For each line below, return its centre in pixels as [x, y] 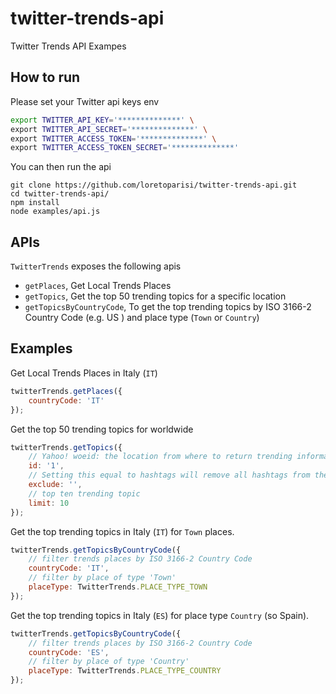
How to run [45, 77]
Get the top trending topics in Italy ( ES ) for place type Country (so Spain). [160, 615]
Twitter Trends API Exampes [68, 46]
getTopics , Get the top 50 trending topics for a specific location [155, 296]
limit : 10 [49, 503]
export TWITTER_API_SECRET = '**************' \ [109, 129]
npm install [35, 203]
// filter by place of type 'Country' [109, 662]
